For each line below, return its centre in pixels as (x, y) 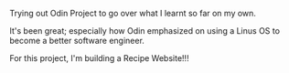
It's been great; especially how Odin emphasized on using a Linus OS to (145, 31)
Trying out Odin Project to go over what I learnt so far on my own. (133, 13)
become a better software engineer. (77, 41)
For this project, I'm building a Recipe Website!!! (99, 58)
